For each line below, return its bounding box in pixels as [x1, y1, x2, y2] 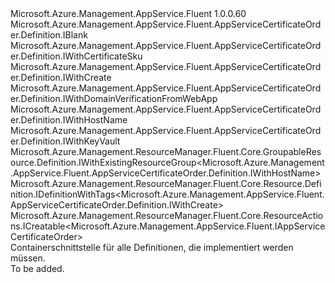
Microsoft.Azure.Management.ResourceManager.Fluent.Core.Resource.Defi [10, 178, 322, 189]
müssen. [10, 252, 46, 264]
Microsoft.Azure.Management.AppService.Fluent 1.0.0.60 [10, 8, 247, 19]
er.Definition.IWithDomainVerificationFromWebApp [10, 93, 218, 104]
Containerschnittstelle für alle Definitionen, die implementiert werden [10, 242, 294, 253]
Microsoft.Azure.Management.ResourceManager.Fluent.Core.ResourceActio [10, 210, 324, 221]
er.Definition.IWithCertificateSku [10, 50, 143, 62]
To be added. [10, 263, 65, 274]
